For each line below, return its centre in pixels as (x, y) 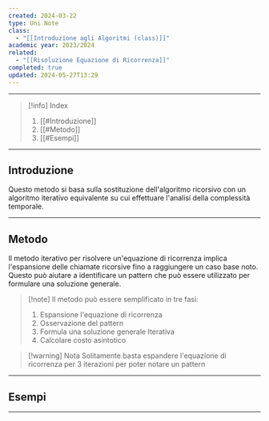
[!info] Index (48, 105)
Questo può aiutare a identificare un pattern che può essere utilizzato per (129, 276)
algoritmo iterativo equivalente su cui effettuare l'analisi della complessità (129, 198)
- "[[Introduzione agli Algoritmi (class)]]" (93, 38)
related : (23, 53)
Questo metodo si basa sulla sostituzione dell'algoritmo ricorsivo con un (127, 189)
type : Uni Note (34, 23)
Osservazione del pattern (82, 324)
